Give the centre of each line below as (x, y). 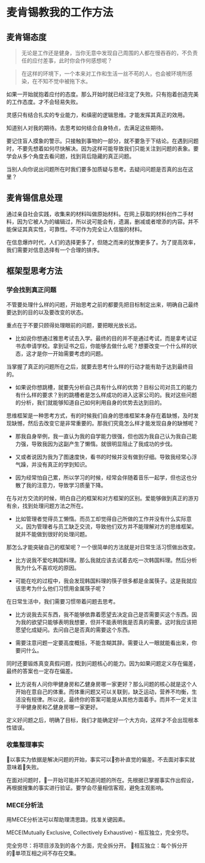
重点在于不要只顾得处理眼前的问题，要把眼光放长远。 (73, 325)
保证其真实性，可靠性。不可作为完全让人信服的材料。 (78, 229)
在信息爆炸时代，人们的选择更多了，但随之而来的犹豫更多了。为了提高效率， (103, 242)
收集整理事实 (25, 745)
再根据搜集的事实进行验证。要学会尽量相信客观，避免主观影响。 (86, 788)
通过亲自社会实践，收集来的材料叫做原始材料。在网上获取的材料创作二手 (97, 214)
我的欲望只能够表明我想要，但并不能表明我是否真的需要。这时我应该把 (109, 622)
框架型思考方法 (34, 271)
